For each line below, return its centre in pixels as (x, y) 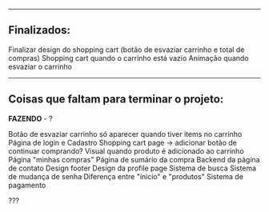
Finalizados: (39, 30)
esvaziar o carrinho (40, 66)
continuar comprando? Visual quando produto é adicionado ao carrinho (126, 151)
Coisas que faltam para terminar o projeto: (116, 100)
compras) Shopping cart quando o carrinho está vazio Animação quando (129, 58)
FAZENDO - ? (31, 118)
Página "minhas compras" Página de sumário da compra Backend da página (134, 159)
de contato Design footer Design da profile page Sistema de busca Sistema (132, 168)
